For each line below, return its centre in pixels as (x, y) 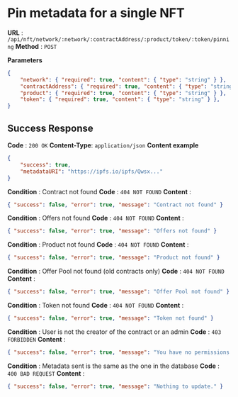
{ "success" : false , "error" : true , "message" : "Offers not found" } (112, 231)
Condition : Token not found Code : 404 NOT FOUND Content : (96, 305)
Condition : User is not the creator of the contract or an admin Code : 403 (114, 332)
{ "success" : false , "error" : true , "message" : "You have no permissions (119, 352)
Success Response (50, 128)
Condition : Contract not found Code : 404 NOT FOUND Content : (99, 191)
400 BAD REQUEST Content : (46, 373)
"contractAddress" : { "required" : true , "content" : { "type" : (114, 86)
